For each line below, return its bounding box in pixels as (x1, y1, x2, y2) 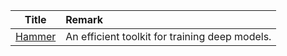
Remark (65, 13, 104, 26)
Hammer (15, 30, 57, 43)
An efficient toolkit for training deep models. (65, 30, 272, 43)
